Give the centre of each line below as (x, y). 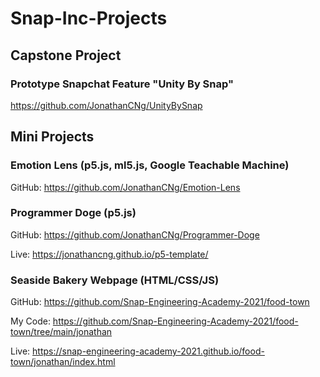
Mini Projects (52, 137)
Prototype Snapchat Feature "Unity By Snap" (122, 84)
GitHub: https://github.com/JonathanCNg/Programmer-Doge (135, 234)
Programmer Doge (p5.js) (73, 213)
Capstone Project (66, 55)
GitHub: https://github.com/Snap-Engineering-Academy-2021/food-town (160, 302)
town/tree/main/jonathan (61, 332)
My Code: (30, 321)
